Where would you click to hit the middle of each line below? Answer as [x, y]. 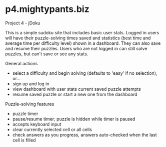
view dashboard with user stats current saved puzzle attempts [76, 89]
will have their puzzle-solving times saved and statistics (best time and [78, 38]
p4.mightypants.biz [47, 9]
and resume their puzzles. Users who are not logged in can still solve [76, 48]
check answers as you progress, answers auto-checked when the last [84, 135]
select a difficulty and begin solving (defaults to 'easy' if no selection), [85, 73]
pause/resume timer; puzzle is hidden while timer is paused [74, 119]
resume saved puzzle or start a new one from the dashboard [75, 94]
